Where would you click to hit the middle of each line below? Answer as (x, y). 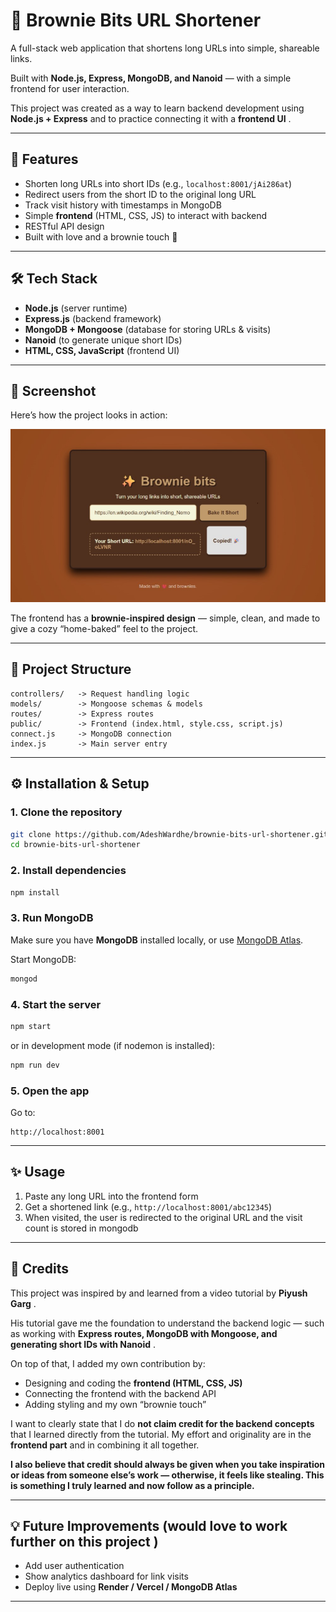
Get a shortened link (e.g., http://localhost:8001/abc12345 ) (148, 1206)
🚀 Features (44, 159)
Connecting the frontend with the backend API (120, 1393)
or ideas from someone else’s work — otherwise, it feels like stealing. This (167, 1475)
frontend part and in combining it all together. (105, 1445)
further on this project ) (84, 1542)
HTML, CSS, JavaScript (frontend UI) (102, 350)
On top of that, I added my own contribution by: (108, 1363)
